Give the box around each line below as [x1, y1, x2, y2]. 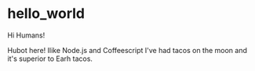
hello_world [7, 5, 86, 23]
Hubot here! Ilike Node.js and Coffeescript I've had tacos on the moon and [7, 45, 248, 55]
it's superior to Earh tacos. [7, 54, 93, 63]
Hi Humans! [7, 30, 46, 40]
